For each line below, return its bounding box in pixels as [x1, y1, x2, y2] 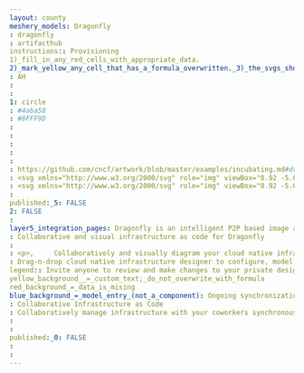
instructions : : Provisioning [9, 47, 119, 56]
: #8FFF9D [9, 114, 47, 123]
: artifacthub [9, 38, 63, 48]
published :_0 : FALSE [9, 333, 88, 342]
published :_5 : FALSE [9, 198, 88, 208]
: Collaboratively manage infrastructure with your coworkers [9, 308, 249, 317]
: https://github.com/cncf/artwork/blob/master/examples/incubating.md [9, 165, 285, 174]
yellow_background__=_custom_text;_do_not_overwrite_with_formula [9, 274, 265, 283]
